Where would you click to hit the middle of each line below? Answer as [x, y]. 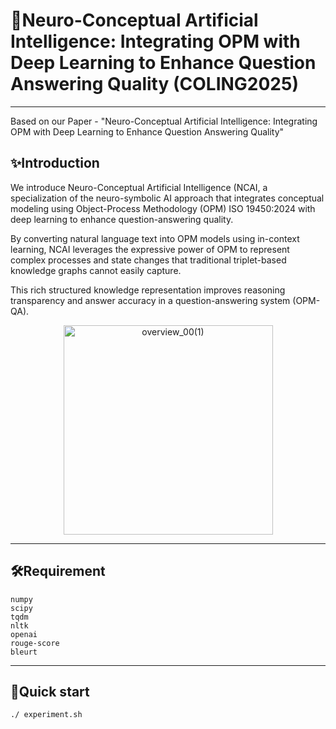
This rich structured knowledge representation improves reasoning [148, 290]
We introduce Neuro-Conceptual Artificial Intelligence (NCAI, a [139, 187]
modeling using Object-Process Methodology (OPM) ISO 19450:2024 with [163, 208]
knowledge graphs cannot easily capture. [96, 270]
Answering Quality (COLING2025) [154, 84]
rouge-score [35, 643]
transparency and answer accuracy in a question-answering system [150, 300]
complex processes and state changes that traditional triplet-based [148, 260]
